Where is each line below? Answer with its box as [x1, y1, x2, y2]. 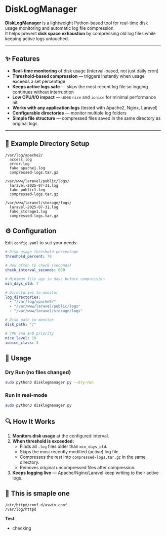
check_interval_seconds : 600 [5, 268, 65, 272]
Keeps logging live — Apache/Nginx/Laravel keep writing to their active [12, 470, 159, 476]
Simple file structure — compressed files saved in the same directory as [12, 115, 161, 121]
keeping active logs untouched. [5, 36, 69, 42]
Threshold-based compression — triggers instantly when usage [12, 73, 145, 79]
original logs [12, 120, 38, 126]
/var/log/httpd [5, 507, 37, 512]
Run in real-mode [5, 391, 48, 398]
